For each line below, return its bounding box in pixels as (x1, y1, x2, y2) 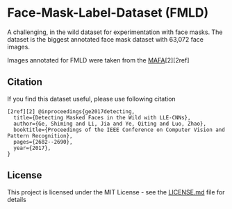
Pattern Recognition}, (7, 132, 73, 140)
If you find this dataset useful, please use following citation (7, 94, 176, 103)
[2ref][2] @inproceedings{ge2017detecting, (7, 108, 135, 115)
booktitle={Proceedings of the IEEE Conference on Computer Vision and (13, 126, 226, 133)
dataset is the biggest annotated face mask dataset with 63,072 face (7, 35, 204, 43)
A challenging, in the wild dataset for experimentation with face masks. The (7, 28, 223, 36)
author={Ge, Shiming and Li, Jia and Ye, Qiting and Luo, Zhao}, (13, 120, 207, 127)
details (7, 195, 26, 203)
